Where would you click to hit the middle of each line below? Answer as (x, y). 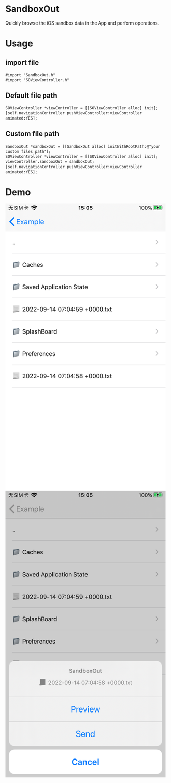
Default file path (31, 96)
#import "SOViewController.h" (37, 80)
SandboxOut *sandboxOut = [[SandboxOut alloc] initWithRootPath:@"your (83, 146)
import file (22, 63)
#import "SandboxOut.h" (31, 75)
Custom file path (32, 134)
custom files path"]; (28, 151)
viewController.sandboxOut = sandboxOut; (50, 161)
